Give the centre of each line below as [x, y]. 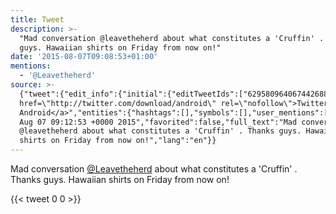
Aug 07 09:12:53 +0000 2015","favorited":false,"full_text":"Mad [158, 122]
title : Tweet [37, 19]
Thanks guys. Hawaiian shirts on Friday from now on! [120, 179]
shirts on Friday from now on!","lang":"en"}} [118, 141]
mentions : [31, 66]
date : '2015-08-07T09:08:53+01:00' [84, 57]
